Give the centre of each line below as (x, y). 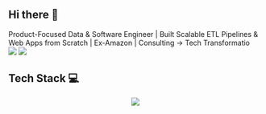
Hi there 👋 (33, 15)
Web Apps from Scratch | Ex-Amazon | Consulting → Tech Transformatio (129, 43)
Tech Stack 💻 (44, 78)
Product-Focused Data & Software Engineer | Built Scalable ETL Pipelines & (133, 34)
